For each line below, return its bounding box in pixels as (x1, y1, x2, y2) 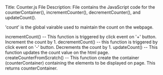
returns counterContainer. (5, 65, 58, 71)
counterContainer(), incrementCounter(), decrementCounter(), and (5, 9, 141, 15)
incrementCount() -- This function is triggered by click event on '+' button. (5, 34, 157, 39)
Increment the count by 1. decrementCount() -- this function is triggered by (5, 39, 158, 45)
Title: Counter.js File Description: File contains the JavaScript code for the (5, 4, 156, 10)
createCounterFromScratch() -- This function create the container (5, 55, 139, 61)
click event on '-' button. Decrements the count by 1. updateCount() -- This (5, 44, 158, 50)
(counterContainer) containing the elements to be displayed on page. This (5, 60, 156, 66)
